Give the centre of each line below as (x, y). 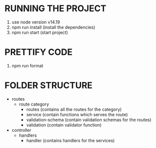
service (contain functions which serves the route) (77, 114)
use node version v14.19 (36, 22)
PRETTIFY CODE (39, 52)
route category (34, 104)
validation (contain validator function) (64, 125)
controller (21, 130)
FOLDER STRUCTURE (49, 85)
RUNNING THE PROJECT (56, 9)
